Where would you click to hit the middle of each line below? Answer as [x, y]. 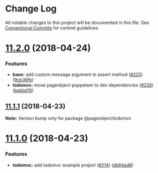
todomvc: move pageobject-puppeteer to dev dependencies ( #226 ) [83, 85]
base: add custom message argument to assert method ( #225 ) [77, 74]
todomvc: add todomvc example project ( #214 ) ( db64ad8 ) [73, 165]
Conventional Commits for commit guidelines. [52, 27]
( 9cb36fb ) [23, 80]
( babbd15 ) [23, 90]
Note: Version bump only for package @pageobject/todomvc [68, 118]
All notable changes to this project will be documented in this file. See [77, 22]
